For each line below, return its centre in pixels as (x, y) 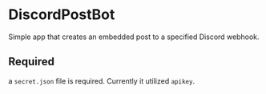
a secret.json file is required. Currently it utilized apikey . (101, 80)
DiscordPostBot (62, 15)
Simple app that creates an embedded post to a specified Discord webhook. (134, 37)
